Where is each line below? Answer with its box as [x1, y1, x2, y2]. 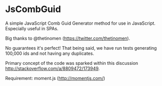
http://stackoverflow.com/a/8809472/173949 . [5, 65, 100, 71]
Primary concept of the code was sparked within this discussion [5, 60, 138, 66]
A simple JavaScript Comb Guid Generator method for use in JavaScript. [5, 20, 156, 26]
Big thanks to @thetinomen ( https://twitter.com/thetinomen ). [5, 35, 130, 41]
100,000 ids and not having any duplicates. [5, 50, 95, 56]
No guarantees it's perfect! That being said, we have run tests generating [5, 45, 157, 51]
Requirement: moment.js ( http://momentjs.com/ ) [5, 75, 106, 81]
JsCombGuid [5, 4, 61, 15]
